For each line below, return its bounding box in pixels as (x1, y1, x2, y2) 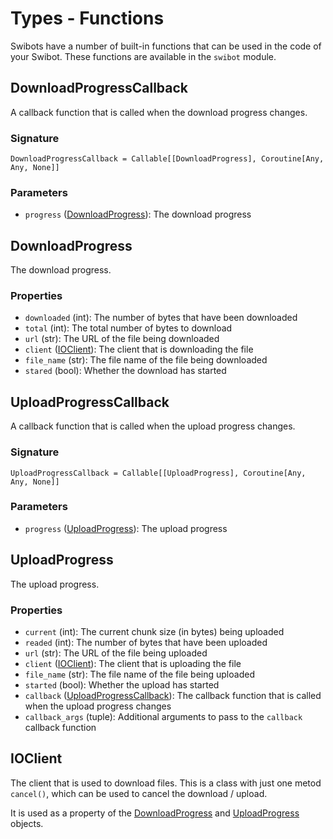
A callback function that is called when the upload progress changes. (10, 420, 296, 432)
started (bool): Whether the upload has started (24, 678, 220, 691)
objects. (10, 817, 44, 829)
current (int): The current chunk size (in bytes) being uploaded (24, 625, 285, 637)
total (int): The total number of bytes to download (24, 322, 233, 334)
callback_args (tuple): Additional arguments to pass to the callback (24, 710, 303, 722)
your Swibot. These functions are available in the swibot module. (10, 50, 277, 62)
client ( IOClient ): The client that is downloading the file (24, 343, 254, 356)
